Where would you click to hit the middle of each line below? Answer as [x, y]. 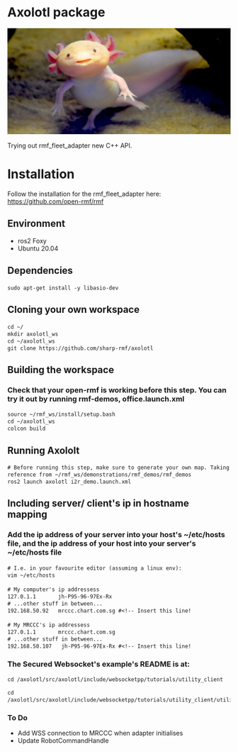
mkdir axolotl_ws [33, 334]
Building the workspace [61, 370]
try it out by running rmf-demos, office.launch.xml [96, 399]
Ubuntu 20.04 [38, 248]
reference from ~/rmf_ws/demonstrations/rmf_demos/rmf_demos [100, 475]
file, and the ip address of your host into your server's [102, 543]
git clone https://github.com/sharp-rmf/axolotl [80, 348]
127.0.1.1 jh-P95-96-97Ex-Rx [60, 597]
